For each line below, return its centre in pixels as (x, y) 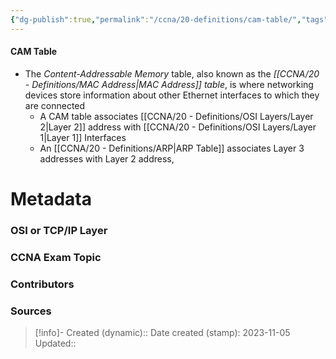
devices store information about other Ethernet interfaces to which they (172, 95)
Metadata (51, 199)
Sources (31, 311)
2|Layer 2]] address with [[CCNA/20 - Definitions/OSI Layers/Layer (178, 127)
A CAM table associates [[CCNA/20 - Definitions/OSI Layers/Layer (176, 116)
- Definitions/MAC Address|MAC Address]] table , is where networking (169, 84)
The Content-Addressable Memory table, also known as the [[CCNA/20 (172, 73)
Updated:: (55, 343)
